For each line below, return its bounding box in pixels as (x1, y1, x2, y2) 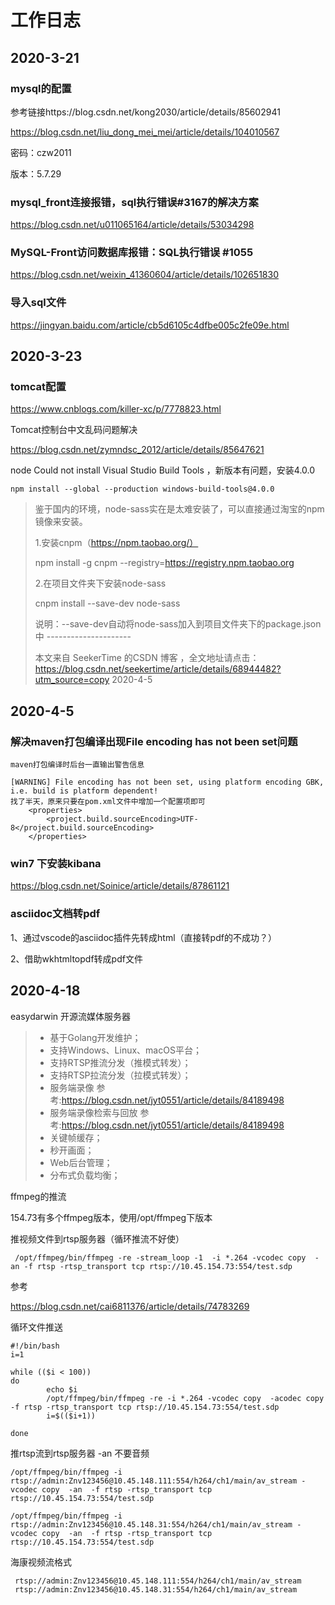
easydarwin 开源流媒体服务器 (10, 1010, 132, 1022)
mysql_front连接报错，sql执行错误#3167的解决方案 (10, 195, 259, 209)
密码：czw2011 (10, 146, 72, 158)
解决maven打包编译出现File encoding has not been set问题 (10, 734, 298, 748)
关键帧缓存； (49, 1131, 103, 1143)
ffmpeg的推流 (10, 1190, 67, 1202)
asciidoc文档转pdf (10, 907, 101, 921)
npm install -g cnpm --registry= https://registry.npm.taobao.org (34, 557, 295, 569)
